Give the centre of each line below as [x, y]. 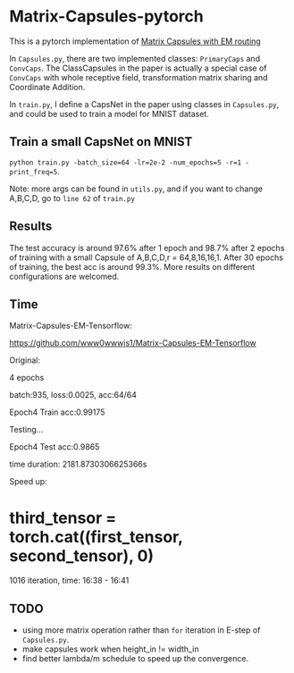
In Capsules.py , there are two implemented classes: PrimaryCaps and [135, 58]
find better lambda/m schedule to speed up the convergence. [135, 659]
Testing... [26, 430]
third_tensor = [63, 518]
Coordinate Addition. [47, 87]
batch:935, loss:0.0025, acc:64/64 [73, 395]
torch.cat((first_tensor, [96, 537]
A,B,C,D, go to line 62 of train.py [72, 198]
